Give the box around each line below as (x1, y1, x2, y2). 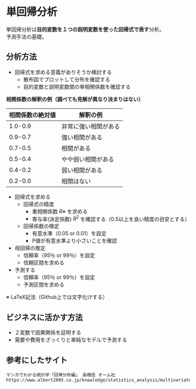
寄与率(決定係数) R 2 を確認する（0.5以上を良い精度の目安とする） (32, 214, 190, 222)
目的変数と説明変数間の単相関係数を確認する (23, 83, 131, 90)
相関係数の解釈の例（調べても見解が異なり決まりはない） (6, 95, 144, 102)
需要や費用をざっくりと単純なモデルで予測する (14, 336, 127, 343)
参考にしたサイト (6, 355, 68, 365)
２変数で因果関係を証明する (14, 329, 82, 336)
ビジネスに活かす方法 (6, 312, 83, 322)
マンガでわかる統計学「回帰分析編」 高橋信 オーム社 (6, 372, 116, 378)
